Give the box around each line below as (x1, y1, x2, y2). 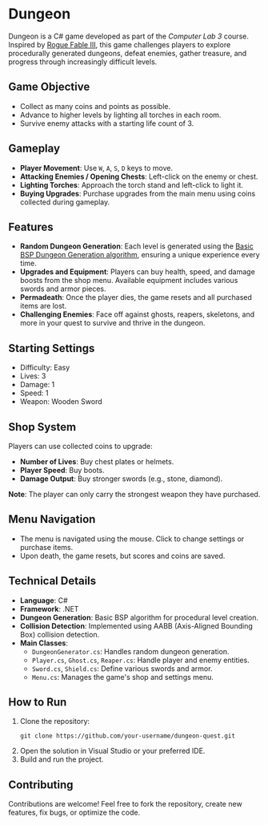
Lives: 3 (19, 371, 46, 381)
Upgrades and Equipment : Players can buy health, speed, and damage (19, 267, 256, 277)
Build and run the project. (19, 754, 104, 764)
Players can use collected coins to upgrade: (8, 442, 154, 451)
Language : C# (19, 595, 68, 605)
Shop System (8, 420, 77, 434)
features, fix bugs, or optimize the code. (8, 807, 141, 818)
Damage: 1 (19, 380, 55, 390)
